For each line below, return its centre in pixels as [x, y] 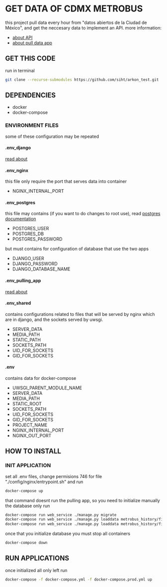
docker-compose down [27, 543]
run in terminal [20, 70]
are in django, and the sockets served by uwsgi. [54, 319]
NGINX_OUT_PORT [32, 435]
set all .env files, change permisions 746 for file [54, 476]
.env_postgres [20, 202]
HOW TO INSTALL [33, 451]
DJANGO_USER [28, 259]
